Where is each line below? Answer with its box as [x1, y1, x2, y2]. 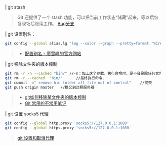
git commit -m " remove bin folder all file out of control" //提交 [5, 80, 152, 85]
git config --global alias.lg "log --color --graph [5, 41, 114, 46]
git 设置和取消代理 [17, 135, 54, 141]
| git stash [5, 4, 26, 10]
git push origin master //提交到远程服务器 [5, 85, 95, 90]
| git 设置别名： [5, 31, 36, 37]
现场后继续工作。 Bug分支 [21, 21, 75, 26]
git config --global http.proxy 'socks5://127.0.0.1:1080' [5, 121, 129, 126]
